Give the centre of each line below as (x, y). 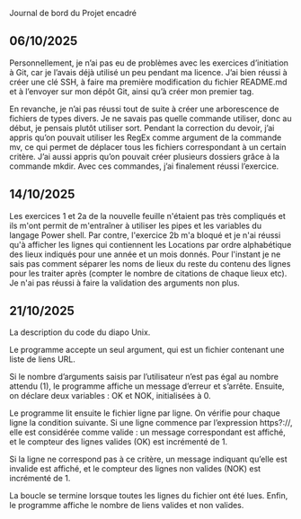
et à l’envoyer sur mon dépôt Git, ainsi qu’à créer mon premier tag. (132, 91)
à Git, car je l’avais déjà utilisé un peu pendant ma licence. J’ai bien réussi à (148, 72)
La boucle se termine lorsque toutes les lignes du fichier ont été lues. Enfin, (149, 496)
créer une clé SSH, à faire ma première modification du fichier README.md (148, 82)
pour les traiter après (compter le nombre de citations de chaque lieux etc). (148, 273)
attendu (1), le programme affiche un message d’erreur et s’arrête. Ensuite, (147, 386)
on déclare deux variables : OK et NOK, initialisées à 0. (110, 396)
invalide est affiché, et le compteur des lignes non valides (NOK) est (135, 469)
